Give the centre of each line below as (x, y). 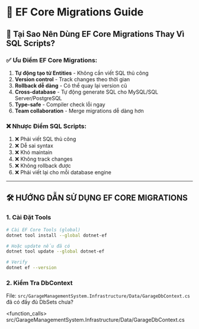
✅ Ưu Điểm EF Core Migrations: (52, 60)
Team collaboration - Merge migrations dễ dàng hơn (79, 111)
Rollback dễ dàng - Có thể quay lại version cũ (71, 85)
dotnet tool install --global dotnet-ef (57, 235)
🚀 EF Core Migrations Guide (75, 12)
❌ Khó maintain (33, 152)
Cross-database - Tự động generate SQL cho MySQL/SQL (86, 92)
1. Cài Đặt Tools (29, 218)
